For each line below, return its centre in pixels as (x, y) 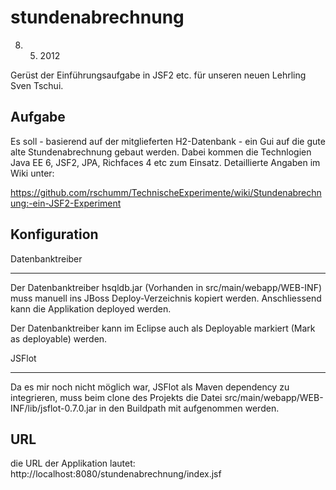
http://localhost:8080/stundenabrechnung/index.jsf (116, 474)
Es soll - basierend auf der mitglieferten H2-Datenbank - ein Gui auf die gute (168, 141)
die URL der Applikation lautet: (73, 463)
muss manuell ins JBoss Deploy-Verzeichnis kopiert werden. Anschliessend (166, 298)
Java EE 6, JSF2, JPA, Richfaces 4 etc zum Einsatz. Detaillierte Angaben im (165, 162)
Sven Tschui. (37, 85)
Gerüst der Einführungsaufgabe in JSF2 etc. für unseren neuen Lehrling (158, 75)
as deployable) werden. (59, 338)
